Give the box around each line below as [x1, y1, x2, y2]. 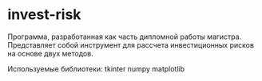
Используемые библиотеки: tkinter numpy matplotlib [7, 64, 185, 73]
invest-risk [7, 6, 81, 24]
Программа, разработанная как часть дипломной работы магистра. [7, 32, 242, 41]
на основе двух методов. [7, 48, 93, 58]
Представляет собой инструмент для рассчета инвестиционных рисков [7, 40, 255, 49]
